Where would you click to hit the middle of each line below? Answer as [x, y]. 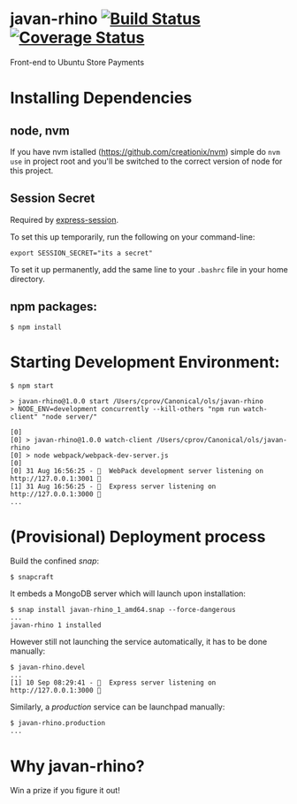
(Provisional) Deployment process [138, 536]
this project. [32, 170]
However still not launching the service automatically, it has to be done [139, 642]
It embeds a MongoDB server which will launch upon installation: [128, 593]
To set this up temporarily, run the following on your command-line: [133, 237]
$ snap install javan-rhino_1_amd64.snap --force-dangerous [123, 610]
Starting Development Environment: [145, 362]
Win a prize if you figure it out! [65, 791]
